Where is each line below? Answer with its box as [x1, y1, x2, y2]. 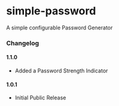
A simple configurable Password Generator [6, 24, 113, 31]
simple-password [6, 4, 96, 18]
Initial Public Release [14, 94, 66, 101]
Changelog [6, 39, 39, 47]
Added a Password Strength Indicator [14, 67, 108, 74]
